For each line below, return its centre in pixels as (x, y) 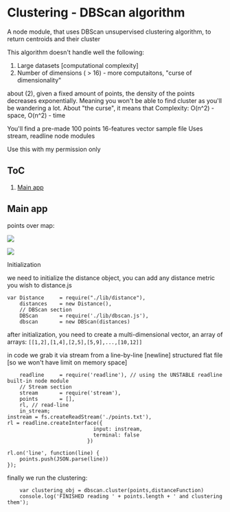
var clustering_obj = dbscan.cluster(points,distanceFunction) (112, 490)
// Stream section (46, 387)
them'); (18, 502)
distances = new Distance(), (66, 303)
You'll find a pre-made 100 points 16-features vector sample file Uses (105, 128)
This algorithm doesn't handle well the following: (76, 52)
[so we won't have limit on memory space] (67, 362)
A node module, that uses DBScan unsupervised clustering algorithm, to (109, 32)
